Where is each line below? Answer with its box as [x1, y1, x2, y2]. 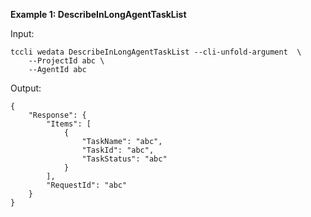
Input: [10, 28, 35, 39]
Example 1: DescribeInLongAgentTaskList [10, 9, 187, 20]
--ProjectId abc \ [28, 56, 105, 66]
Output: [10, 82, 42, 94]
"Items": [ [46, 119, 92, 129]
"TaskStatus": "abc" [81, 154, 168, 164]
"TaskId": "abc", [81, 145, 155, 155]
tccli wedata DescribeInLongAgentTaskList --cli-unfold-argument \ [10, 47, 302, 57]
